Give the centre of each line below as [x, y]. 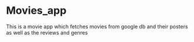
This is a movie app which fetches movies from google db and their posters [97, 26]
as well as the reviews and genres [47, 32]
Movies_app [36, 11]
